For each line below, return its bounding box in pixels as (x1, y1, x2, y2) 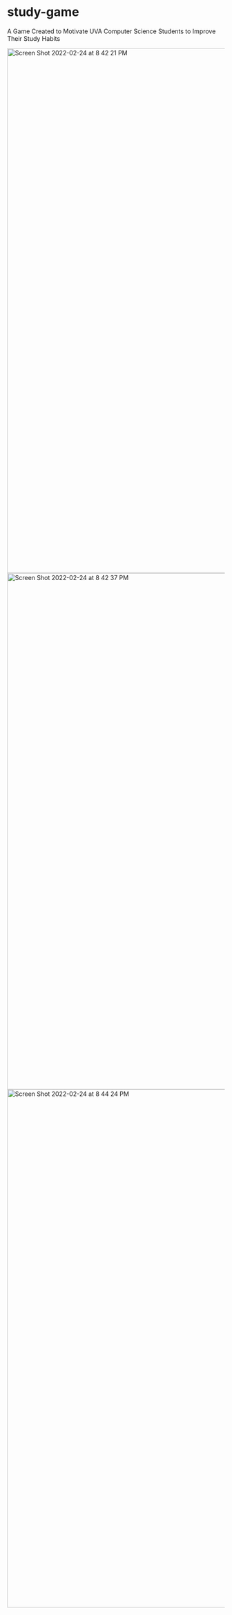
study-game (7, 4, 79, 20)
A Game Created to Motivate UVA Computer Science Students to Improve (7, 27, 216, 35)
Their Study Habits (7, 34, 61, 42)
